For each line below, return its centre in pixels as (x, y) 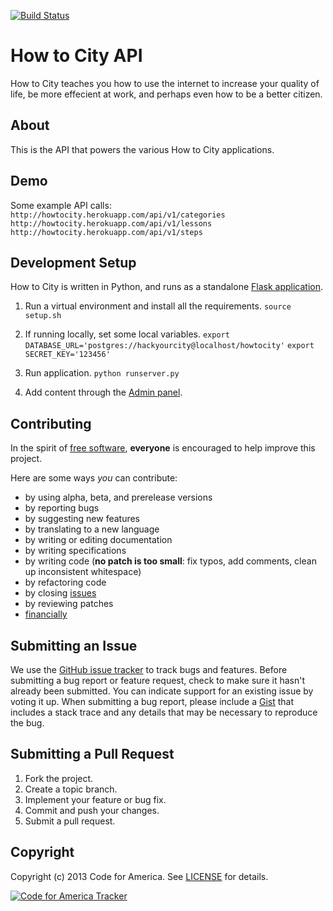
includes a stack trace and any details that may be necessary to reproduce (164, 712)
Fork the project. (59, 778)
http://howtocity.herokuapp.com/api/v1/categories (118, 215)
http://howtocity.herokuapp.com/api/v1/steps (106, 232)
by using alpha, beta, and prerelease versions (118, 497)
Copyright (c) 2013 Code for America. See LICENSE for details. (139, 876)
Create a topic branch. (71, 789)
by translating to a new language (92, 529)
